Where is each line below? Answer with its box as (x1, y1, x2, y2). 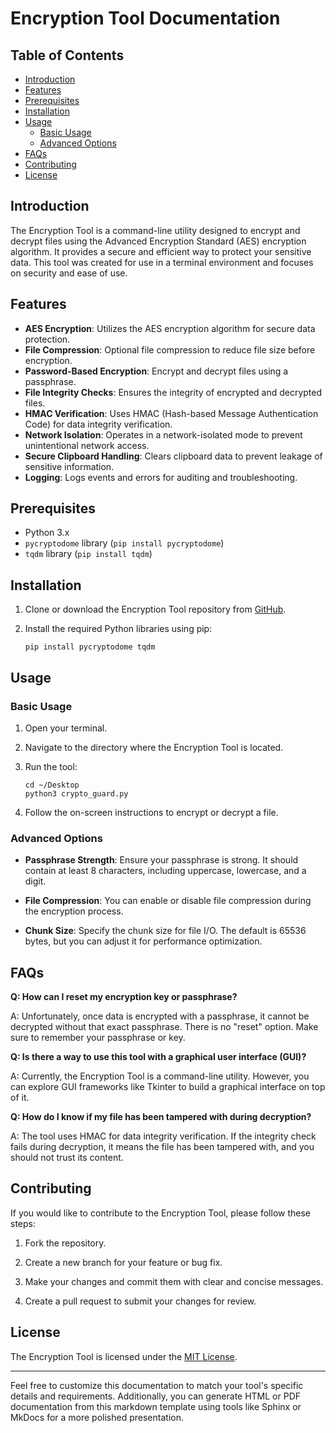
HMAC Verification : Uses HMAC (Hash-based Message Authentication (24, 407, 319, 419)
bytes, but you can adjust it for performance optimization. (24, 935, 263, 947)
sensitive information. (24, 460, 115, 472)
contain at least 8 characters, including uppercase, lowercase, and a (24, 865, 307, 877)
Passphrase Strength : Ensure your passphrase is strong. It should (24, 854, 299, 866)
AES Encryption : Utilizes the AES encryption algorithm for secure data (24, 322, 316, 334)
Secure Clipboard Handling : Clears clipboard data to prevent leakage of (24, 450, 323, 462)
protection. (24, 333, 71, 345)
